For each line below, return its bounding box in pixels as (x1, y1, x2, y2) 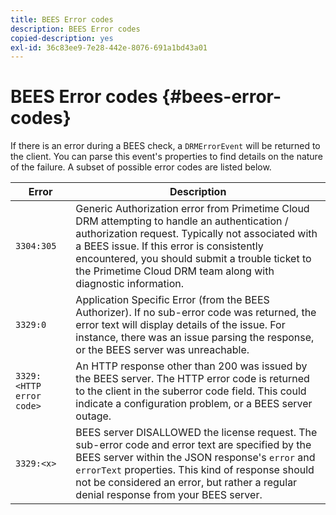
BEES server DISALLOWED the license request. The (75, 426, 318, 440)
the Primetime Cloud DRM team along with (75, 264, 275, 278)
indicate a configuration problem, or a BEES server (75, 397, 313, 411)
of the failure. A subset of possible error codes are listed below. (10, 161, 272, 173)
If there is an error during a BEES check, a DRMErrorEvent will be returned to (10, 140, 321, 152)
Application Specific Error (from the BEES (75, 293, 270, 307)
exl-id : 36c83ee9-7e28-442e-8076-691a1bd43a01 (10, 42, 208, 53)
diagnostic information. (75, 277, 184, 291)
